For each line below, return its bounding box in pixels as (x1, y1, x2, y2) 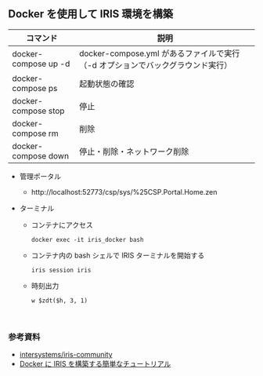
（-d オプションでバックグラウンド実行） (79, 60, 232, 71)
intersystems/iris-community (19, 350, 113, 360)
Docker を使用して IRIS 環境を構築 (8, 7, 174, 21)
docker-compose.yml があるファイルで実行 (79, 48, 240, 59)
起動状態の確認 (79, 78, 135, 89)
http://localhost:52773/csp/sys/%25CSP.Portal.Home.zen (31, 187, 218, 196)
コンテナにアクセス (31, 220, 93, 229)
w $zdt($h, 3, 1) (31, 297, 88, 305)
